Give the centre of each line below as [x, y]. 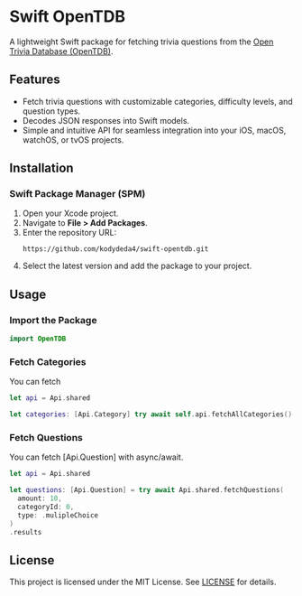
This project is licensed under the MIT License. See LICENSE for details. [143, 582]
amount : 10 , [40, 498]
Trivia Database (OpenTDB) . [61, 51]
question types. [51, 111]
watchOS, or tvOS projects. [73, 140]
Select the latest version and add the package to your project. [137, 266]
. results [26, 532]
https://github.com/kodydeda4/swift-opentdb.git [115, 249]
